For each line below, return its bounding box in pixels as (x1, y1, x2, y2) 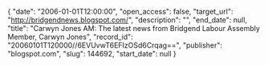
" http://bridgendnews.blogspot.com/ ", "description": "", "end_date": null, (7, 15, 248, 25)
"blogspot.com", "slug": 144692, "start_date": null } (7, 49, 177, 58)
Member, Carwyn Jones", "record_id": (7, 32, 133, 41)
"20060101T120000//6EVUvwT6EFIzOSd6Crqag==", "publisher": (7, 41, 222, 50)
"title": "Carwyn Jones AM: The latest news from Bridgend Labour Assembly (7, 24, 260, 33)
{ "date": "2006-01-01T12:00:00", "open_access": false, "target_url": (7, 7, 233, 16)
